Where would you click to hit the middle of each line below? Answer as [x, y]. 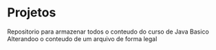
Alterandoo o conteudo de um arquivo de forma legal [82, 38]
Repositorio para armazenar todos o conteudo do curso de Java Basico [108, 32]
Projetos [32, 13]
